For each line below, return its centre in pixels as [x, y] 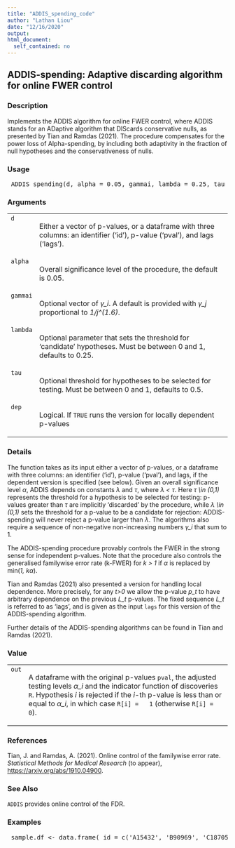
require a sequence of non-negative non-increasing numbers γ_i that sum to [117, 526]
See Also [23, 789]
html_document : [29, 40]
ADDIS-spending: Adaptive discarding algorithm [115, 75]
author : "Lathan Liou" [40, 20]
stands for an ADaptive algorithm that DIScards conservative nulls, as [107, 128]
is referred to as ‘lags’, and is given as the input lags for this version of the [114, 606]
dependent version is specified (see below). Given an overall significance [113, 482]
